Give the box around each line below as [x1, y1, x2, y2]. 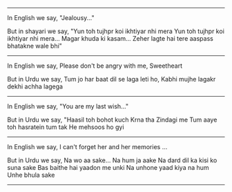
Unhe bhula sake [7, 171, 55, 179]
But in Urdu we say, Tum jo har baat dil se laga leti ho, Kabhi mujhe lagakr [7, 75, 216, 83]
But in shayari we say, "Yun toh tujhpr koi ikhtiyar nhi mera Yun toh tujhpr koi [7, 27, 224, 35]
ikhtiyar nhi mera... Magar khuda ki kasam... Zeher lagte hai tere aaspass [7, 35, 214, 42]
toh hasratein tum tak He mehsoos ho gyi [7, 123, 124, 131]
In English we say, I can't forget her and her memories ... [7, 143, 168, 151]
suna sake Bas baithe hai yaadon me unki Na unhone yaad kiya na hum [7, 164, 209, 171]
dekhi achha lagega [7, 82, 64, 90]
